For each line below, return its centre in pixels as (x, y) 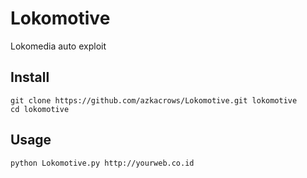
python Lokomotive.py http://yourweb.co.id (102, 163)
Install (30, 77)
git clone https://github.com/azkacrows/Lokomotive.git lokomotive (154, 100)
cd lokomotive (40, 109)
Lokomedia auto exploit (58, 46)
